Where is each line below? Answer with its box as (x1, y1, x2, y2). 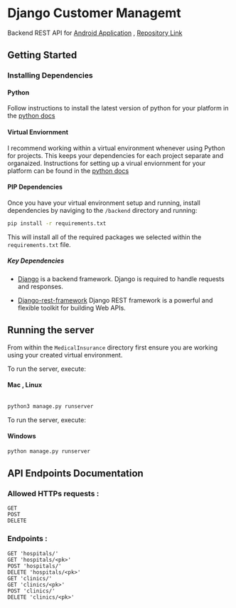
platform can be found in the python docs (7, 166, 129, 175)
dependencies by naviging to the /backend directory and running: (7, 206, 198, 214)
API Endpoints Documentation (7, 468, 144, 480)
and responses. (17, 282, 64, 290)
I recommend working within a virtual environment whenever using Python (7, 144, 225, 152)
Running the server (7, 324, 95, 336)
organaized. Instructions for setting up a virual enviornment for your (7, 159, 206, 167)
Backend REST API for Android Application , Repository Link (7, 28, 183, 37)
